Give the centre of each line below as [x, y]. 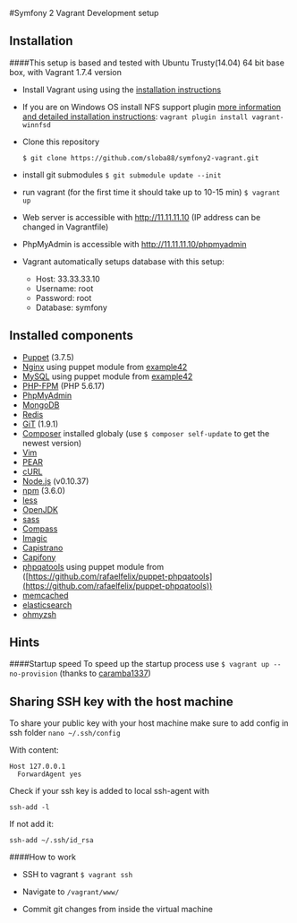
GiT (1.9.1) [40, 424]
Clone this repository [61, 142]
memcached [45, 595]
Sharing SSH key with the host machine [122, 701]
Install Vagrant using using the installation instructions [122, 90]
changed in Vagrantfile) [65, 227]
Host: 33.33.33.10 [68, 279]
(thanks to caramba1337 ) [106, 673]
